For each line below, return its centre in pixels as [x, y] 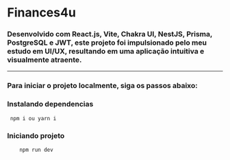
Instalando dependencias [50, 104]
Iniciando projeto [36, 135]
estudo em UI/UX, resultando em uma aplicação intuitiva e [106, 52]
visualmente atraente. [44, 60]
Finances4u [42, 13]
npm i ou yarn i [33, 118]
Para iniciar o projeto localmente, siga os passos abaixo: [103, 86]
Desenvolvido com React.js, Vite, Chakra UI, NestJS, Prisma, [110, 34]
